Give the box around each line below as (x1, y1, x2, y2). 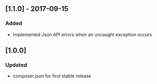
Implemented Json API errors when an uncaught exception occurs (12, 31, 152, 38)
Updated (5, 62, 27, 68)
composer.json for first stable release (12, 73, 92, 79)
